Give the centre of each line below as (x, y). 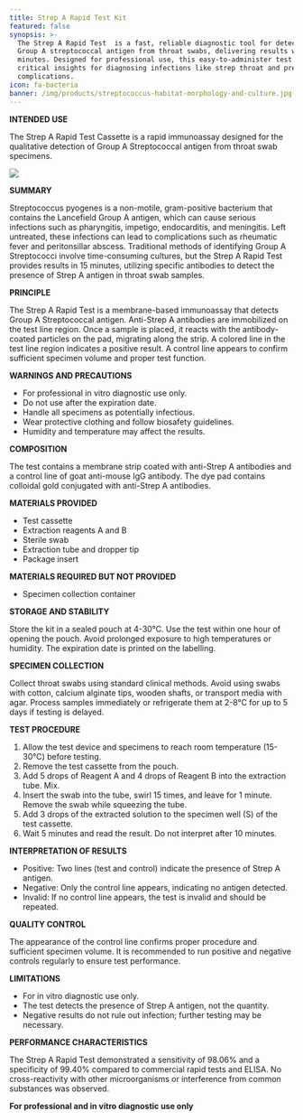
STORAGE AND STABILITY (60, 611)
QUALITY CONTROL (48, 924)
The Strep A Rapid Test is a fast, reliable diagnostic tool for (145, 43)
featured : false (40, 26)
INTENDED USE (39, 119)
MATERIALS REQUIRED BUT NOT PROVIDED (93, 576)
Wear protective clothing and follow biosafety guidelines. (128, 422)
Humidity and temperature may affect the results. (114, 431)
